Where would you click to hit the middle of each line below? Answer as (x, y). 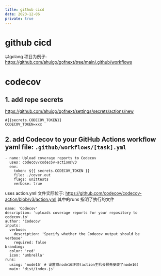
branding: (15, 247)
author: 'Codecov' (24, 222)
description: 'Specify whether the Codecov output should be (77, 234)
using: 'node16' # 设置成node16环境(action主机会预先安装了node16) (74, 265)
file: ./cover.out (32, 175)
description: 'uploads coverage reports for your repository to (71, 213)
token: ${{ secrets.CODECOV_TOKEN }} (52, 171)
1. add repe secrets (34, 99)
